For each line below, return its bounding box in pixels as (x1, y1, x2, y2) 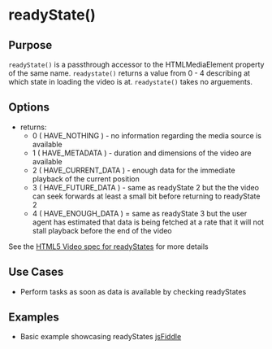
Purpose (8, 38, 53, 52)
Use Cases (8, 265, 64, 279)
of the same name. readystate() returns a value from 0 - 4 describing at (8, 68, 250, 78)
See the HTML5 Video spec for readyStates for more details (8, 242, 209, 251)
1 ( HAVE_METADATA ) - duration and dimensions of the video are (32, 148, 252, 158)
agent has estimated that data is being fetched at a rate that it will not (32, 217, 265, 227)
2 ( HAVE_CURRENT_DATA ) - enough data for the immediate (32, 165, 235, 175)
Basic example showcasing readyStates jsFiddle (19, 332, 182, 342)
